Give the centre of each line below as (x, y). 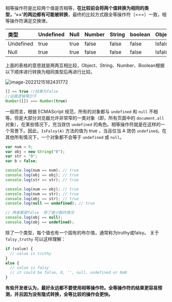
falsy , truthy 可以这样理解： (36, 239)
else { (12, 263)
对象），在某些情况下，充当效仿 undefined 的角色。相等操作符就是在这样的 (83, 124)
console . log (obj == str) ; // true (42, 199)
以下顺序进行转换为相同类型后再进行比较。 (50, 72)
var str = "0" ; (21, 156)
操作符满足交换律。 (30, 21)
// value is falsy (30, 268)
